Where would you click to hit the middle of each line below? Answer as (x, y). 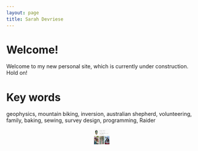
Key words (34, 97)
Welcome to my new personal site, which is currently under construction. (97, 66)
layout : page (23, 13)
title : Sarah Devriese (35, 19)
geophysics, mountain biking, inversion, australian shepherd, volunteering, (99, 114)
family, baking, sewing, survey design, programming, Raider (81, 120)
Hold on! (17, 73)
